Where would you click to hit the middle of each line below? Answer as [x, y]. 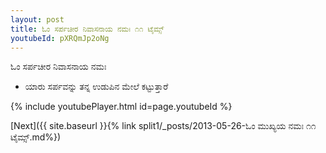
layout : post [37, 19]
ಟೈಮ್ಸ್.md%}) [36, 137]
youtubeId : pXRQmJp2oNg [60, 38]
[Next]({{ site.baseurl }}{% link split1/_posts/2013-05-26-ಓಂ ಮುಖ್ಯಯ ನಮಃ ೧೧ [163, 126]
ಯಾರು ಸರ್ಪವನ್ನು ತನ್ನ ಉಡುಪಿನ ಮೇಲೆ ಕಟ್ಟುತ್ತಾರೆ [96, 87]
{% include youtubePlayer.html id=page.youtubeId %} [121, 107]
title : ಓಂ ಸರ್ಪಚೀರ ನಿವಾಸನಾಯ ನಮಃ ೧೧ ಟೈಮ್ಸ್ [87, 29]
